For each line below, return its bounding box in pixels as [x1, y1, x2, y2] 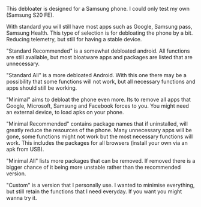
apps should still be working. [6, 84, 77, 92]
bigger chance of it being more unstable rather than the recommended [6, 164, 181, 171]
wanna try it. [6, 194, 37, 201]
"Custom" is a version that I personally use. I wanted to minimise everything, [6, 182, 195, 188]
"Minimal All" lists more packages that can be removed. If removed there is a [6, 157, 196, 164]
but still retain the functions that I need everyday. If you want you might [6, 188, 182, 195]
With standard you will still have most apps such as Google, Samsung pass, [6, 23, 193, 30]
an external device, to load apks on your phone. [6, 109, 124, 115]
